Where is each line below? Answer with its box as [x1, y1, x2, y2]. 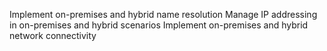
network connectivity [9, 30, 97, 41]
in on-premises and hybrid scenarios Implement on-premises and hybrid [9, 19, 309, 31]
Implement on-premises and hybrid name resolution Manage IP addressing [9, 9, 318, 20]
